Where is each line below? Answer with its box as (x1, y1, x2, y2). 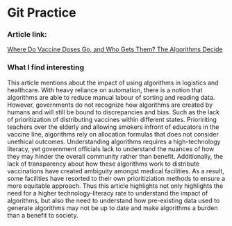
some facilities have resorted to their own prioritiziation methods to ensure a (7, 174, 226, 182)
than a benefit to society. (7, 211, 78, 219)
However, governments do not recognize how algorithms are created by (7, 101, 213, 109)
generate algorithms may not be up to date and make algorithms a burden (7, 203, 218, 212)
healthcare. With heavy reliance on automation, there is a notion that (7, 85, 203, 94)
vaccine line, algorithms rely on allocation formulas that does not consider (7, 130, 219, 138)
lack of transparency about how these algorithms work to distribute (7, 159, 200, 168)
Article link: (7, 30, 47, 40)
